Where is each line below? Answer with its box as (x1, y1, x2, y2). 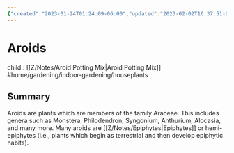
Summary (7, 90, 51, 102)
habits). (7, 138, 29, 147)
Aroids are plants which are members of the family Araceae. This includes (7, 109, 219, 118)
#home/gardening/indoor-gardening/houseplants (7, 70, 148, 79)
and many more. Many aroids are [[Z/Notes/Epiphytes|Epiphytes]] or (7, 124, 204, 132)
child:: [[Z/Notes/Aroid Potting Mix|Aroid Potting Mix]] (7, 63, 162, 72)
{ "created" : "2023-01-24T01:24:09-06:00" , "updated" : (7, 10, 160, 17)
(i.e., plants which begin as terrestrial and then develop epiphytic (37, 131, 224, 140)
